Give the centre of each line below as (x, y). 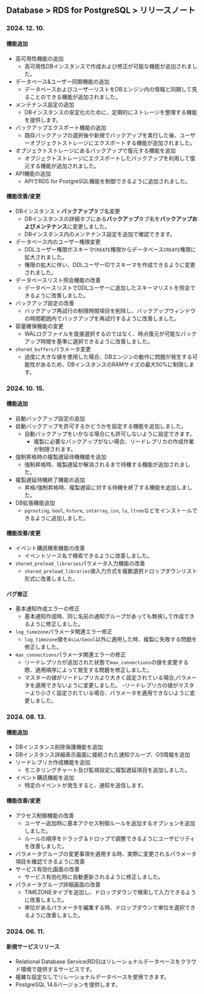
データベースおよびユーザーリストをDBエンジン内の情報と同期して (108, 89)
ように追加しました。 (62, 518)
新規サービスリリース (33, 947)
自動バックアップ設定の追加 (50, 418)
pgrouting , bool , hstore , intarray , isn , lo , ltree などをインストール (108, 510)
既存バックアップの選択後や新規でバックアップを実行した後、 (102, 135)
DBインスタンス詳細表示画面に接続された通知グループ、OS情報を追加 (103, 755)
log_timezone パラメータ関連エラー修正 (64, 632)
